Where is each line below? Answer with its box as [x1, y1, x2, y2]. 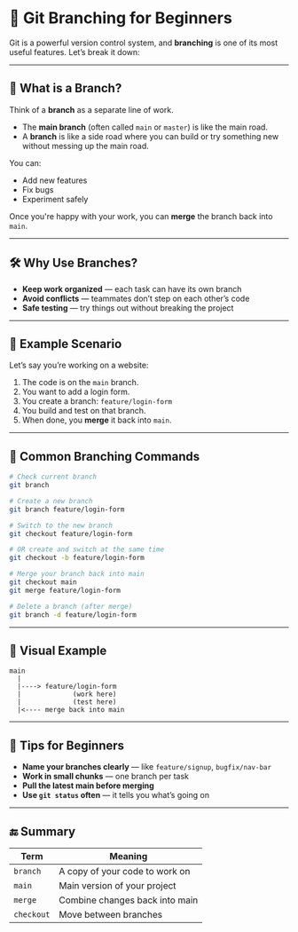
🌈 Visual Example [9, 643, 107, 658]
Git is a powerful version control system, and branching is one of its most [9, 37, 278, 48]
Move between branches [59, 909, 162, 920]
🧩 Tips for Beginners [9, 738, 125, 753]
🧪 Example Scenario [9, 336, 122, 351]
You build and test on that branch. [21, 406, 146, 416]
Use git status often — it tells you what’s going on [21, 790, 210, 801]
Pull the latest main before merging [21, 780, 154, 791]
